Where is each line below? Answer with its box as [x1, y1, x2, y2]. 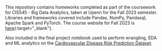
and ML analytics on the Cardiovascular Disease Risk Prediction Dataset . [5, 40, 153, 46]
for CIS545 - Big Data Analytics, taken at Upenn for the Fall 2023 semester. [5, 9, 158, 15]
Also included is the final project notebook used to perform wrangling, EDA [5, 35, 157, 41]
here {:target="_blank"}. [5, 25, 53, 31]
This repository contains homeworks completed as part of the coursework [5, 4, 156, 10]
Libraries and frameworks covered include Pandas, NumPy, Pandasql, [5, 15, 147, 20]
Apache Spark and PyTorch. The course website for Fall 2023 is [5, 20, 135, 26]
